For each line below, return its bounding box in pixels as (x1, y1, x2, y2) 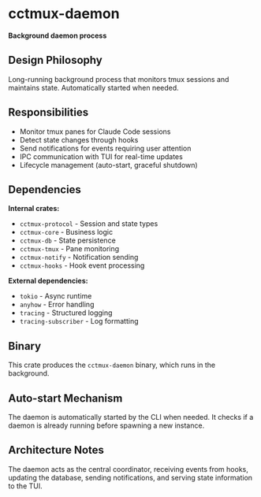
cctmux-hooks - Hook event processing (19, 261, 145, 270)
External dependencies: (8, 276, 88, 286)
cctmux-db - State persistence (19, 236, 116, 245)
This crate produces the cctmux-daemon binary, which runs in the (8, 360, 215, 370)
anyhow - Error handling (19, 300, 95, 310)
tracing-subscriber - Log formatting (19, 317, 139, 326)
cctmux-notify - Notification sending (19, 253, 139, 262)
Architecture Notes (8, 443, 105, 457)
